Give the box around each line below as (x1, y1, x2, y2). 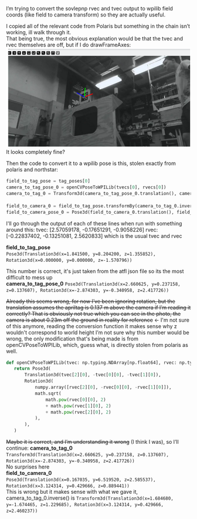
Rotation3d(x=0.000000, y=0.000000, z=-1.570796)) (6, 257, 133, 263)
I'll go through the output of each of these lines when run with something (6, 220, 182, 227)
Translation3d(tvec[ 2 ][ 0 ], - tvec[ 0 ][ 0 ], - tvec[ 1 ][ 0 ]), (24, 372, 161, 378)
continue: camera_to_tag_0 (6, 444, 73, 451)
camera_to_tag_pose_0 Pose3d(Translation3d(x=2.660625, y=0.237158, (6, 280, 181, 287)
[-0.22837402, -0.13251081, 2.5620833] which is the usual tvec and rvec (6, 232, 183, 240)
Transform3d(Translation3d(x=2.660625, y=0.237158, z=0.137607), (6, 452, 169, 458)
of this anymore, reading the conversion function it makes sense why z (6, 322, 178, 329)
